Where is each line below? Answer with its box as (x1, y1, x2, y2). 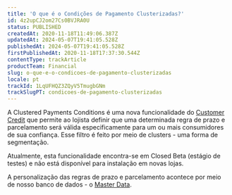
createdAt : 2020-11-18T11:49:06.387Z (7, 30, 118, 37)
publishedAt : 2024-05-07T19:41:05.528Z (7, 43, 125, 50)
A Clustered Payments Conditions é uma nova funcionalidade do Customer (7, 108, 225, 117)
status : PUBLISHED (7, 23, 61, 30)
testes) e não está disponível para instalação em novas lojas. (7, 159, 184, 168)
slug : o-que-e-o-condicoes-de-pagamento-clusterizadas (7, 69, 172, 76)
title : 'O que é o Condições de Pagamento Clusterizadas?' (7, 10, 185, 18)
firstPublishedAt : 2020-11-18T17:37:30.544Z (7, 50, 140, 57)
